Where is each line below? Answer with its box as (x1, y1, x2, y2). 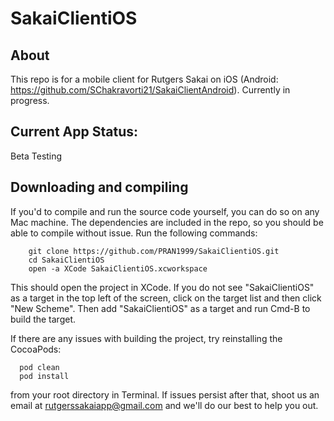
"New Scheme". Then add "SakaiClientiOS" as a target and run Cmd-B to (10, 302, 311, 314)
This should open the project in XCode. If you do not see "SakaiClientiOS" (10, 281, 315, 293)
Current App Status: (10, 123, 139, 141)
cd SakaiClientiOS (28, 255, 105, 265)
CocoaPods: (10, 343, 62, 355)
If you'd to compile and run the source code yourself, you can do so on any (10, 205, 320, 217)
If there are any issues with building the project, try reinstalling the (10, 332, 283, 344)
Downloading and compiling (10, 179, 189, 196)
